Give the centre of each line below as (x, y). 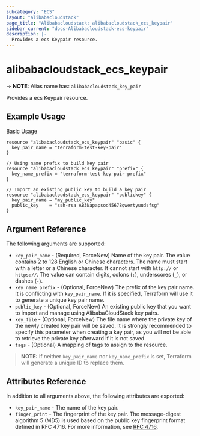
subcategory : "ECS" (31, 12)
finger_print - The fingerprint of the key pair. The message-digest (98, 414)
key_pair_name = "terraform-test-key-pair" (67, 147)
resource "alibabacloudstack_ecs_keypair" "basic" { (74, 142)
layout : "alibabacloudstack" (43, 17)
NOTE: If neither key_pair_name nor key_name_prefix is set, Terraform (106, 356)
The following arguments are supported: (56, 244)
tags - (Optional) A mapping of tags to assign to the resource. (91, 345)
